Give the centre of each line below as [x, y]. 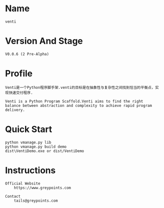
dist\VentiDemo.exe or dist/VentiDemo [45, 151]
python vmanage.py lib [28, 142]
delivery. [15, 110]
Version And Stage [44, 41]
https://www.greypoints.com [42, 188]
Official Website [23, 183]
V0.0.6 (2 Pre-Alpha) [27, 54]
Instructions [30, 170]
